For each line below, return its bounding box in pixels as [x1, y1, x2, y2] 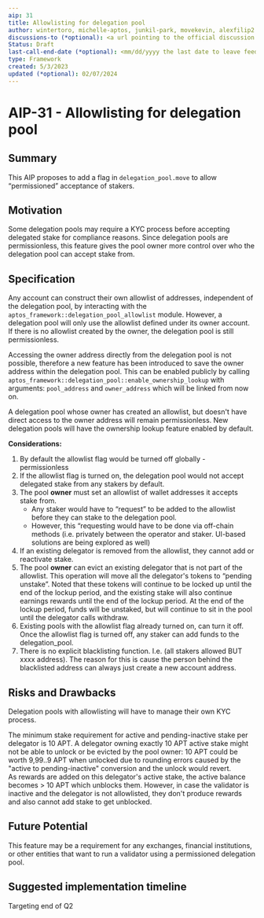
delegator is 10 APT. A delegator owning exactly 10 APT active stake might [8, 739, 249, 748]
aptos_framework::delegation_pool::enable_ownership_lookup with [8, 375, 225, 385]
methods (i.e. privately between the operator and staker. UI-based [31, 530, 246, 539]
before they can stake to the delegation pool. [31, 512, 177, 523]
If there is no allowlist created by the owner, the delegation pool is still [8, 327, 234, 336]
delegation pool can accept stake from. [8, 249, 135, 259]
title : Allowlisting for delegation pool [8, 19, 146, 27]
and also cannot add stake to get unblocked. [8, 797, 152, 806]
